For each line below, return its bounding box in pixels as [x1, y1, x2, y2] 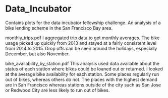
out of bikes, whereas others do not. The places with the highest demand [5, 76, 157, 82]
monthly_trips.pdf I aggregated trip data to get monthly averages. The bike [5, 35, 160, 41]
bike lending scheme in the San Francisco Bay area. [5, 25, 113, 31]
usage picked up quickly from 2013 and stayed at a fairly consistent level [5, 40, 157, 46]
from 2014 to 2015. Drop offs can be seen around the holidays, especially [5, 45, 157, 51]
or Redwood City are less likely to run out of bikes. [5, 87, 110, 93]
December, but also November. [5, 51, 70, 57]
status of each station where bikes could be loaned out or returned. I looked [5, 66, 163, 72]
